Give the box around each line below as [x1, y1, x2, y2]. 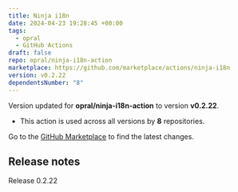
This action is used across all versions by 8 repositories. [19, 116, 205, 126]
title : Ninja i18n [8, 11, 69, 20]
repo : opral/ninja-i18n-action [8, 57, 113, 65]
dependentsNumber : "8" [8, 78, 84, 86]
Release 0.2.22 [8, 176, 58, 186]
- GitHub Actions [15, 42, 73, 50]
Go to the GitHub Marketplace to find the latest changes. [8, 131, 194, 141]
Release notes [8, 154, 81, 168]
